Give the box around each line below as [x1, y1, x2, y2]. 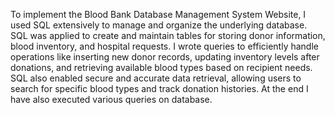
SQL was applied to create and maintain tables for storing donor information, [10, 30, 326, 41]
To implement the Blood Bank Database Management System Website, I [10, 9, 307, 20]
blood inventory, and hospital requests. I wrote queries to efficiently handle [10, 40, 319, 52]
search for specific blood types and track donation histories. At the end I [10, 83, 309, 94]
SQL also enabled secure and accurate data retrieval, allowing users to [10, 72, 302, 84]
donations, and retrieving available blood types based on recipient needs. [10, 62, 313, 73]
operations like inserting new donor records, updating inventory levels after [10, 51, 320, 63]
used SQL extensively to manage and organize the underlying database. [10, 19, 308, 31]
